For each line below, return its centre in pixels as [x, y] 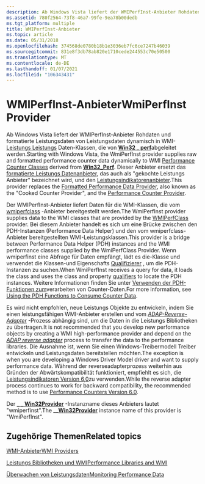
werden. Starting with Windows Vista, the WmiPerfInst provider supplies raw [102, 154]
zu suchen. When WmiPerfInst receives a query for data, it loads [113, 270]
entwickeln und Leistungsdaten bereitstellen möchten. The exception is [95, 353]
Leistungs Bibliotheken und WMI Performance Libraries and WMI [87, 463]
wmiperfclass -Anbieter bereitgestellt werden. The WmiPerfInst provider [96, 211]
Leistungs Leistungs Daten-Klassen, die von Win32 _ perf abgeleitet [92, 148]
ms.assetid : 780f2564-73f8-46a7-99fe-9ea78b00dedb [72, 18]
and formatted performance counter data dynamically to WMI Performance [101, 161]
